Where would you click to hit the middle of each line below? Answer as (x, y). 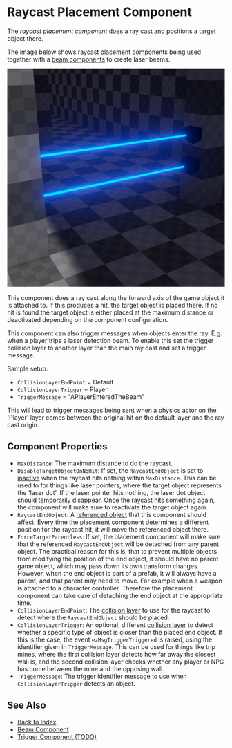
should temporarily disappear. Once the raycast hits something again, (116, 500)
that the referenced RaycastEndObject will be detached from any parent (118, 544)
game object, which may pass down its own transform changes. (108, 566)
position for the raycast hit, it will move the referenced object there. (113, 529)
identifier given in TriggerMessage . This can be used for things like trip (116, 646)
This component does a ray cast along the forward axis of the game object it (116, 297)
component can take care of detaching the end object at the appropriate (120, 595)
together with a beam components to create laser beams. (89, 59)
